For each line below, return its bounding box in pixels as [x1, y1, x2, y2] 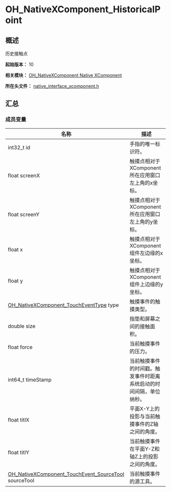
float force [8, 343, 33, 351]
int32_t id [8, 144, 31, 151]
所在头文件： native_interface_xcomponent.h [5, 83, 99, 89]
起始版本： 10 [5, 61, 34, 67]
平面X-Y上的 [129, 405, 160, 412]
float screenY [8, 211, 40, 218]
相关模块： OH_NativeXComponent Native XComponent [5, 72, 122, 78]
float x [8, 246, 23, 253]
